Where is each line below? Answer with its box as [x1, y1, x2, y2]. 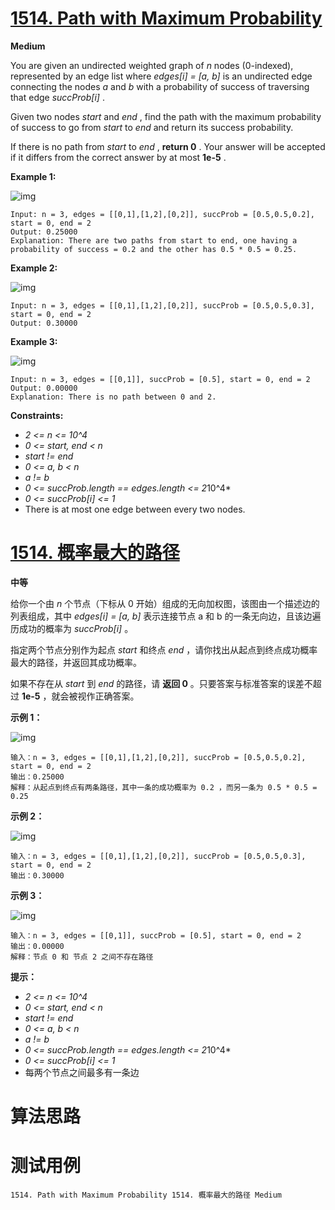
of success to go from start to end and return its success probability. [10, 121, 294, 133]
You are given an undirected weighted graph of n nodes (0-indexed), [10, 59, 294, 71]
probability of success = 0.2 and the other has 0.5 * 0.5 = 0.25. [10, 244, 298, 254]
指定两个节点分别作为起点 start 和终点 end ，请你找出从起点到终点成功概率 [10, 643, 318, 656]
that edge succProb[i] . [10, 91, 105, 103]
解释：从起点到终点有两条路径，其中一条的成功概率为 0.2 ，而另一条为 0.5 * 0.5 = [10, 782, 318, 792]
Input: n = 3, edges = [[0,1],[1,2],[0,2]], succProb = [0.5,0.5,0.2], [10, 209, 315, 219]
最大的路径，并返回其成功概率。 [10, 656, 142, 668]
